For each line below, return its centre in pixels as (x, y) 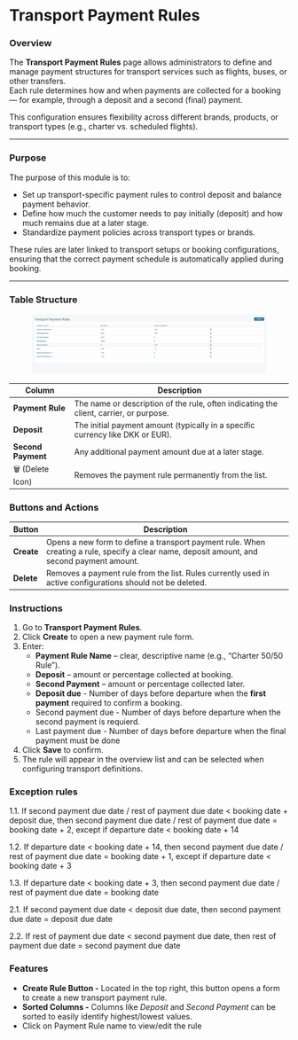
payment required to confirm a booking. (109, 702)
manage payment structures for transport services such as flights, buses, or (148, 72)
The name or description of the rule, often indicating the (176, 403)
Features (29, 969)
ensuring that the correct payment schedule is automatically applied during (146, 259)
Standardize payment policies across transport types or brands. (138, 232)
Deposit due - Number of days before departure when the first (150, 693)
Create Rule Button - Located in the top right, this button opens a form (151, 988)
